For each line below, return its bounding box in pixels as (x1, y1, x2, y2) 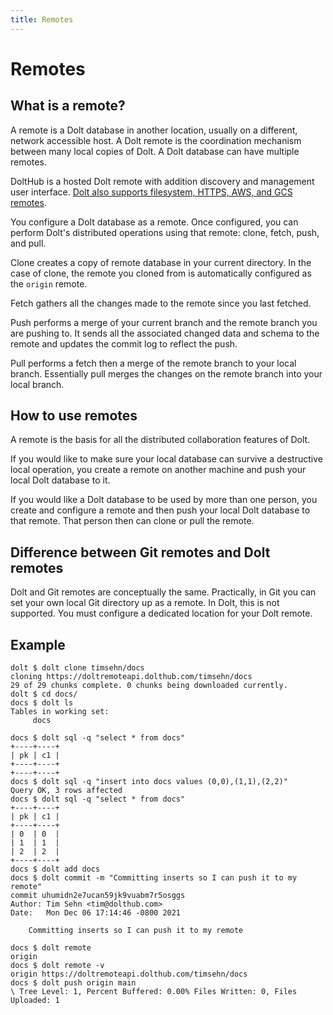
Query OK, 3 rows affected (10, 786, 123, 796)
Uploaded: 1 (10, 996, 60, 1006)
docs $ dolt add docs (10, 864, 101, 875)
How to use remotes (10, 407, 138, 425)
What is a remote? (10, 97, 126, 115)
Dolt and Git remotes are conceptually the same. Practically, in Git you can (10, 586, 317, 598)
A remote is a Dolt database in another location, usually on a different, (10, 124, 298, 136)
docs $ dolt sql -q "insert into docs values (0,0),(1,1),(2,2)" (10, 777, 288, 787)
